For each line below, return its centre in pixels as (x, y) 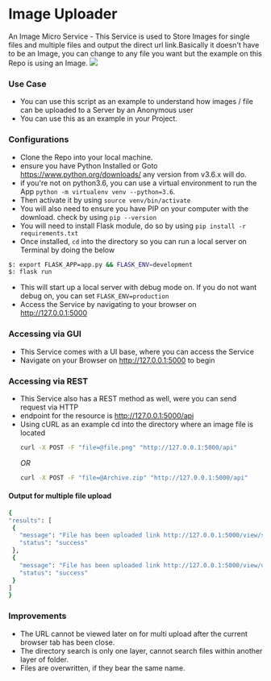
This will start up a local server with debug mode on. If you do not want (138, 288)
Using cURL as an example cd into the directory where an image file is (137, 424)
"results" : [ (30, 521)
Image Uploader (63, 14)
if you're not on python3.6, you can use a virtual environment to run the (138, 183)
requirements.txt (49, 233)
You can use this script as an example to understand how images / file (137, 102)
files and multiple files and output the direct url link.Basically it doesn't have (134, 44)
